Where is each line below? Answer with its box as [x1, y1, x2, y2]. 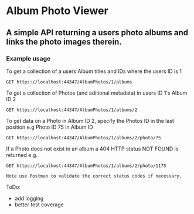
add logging [14, 195, 44, 202]
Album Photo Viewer [6, 4, 108, 18]
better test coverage [14, 201, 64, 208]
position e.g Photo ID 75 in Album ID [6, 123, 93, 131]
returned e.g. [6, 151, 38, 158]
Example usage [6, 54, 51, 62]
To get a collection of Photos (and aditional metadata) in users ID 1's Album [6, 89, 188, 96]
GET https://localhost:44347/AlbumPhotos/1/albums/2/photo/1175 [6, 163, 166, 169]
